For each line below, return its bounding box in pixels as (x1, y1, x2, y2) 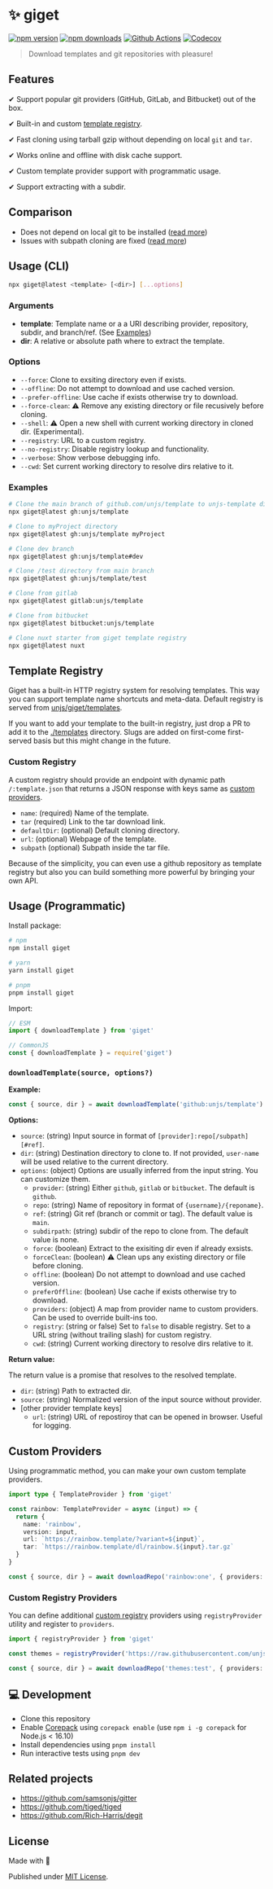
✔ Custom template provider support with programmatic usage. (8, 165, 221, 176)
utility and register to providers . (8, 1619, 115, 1629)
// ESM (8, 1019, 31, 1027)
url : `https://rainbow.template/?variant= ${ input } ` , (23, 1535, 206, 1544)
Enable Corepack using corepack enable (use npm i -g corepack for (19, 1722, 247, 1732)
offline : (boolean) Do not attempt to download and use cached (32, 1269, 245, 1280)
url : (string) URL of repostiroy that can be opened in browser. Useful (32, 1412, 262, 1422)
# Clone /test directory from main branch (8, 567, 154, 575)
